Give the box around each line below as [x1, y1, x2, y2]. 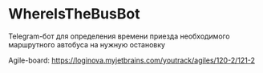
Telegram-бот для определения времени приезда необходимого [8, 31, 230, 41]
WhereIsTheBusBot [8, 5, 140, 23]
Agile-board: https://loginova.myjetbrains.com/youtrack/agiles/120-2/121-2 [8, 55, 255, 65]
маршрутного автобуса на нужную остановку [8, 39, 166, 49]
